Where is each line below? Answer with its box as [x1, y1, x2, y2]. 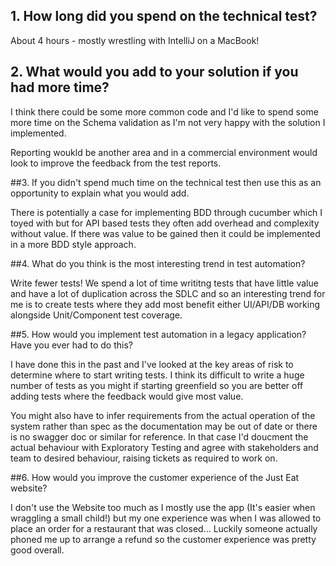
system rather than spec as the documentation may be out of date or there [10, 420, 318, 432]
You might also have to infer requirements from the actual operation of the [10, 409, 316, 421]
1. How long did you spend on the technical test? [10, 8, 318, 25]
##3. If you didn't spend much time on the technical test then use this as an [10, 176, 322, 188]
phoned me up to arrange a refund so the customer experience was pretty [10, 533, 317, 545]
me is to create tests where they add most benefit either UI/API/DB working [10, 298, 321, 310]
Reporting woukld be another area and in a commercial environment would [10, 146, 318, 158]
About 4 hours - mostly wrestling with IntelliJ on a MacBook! [10, 34, 260, 46]
